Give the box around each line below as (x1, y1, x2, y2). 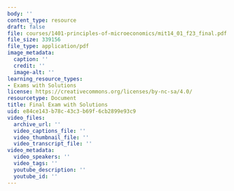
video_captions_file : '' (13, 127, 86, 134)
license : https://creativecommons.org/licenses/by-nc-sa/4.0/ (7, 88, 193, 95)
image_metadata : (7, 50, 55, 57)
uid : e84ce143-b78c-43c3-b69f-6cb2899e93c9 (7, 108, 137, 115)
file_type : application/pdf (7, 43, 90, 50)
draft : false (7, 23, 46, 30)
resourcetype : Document (7, 95, 77, 102)
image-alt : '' (13, 69, 55, 76)
